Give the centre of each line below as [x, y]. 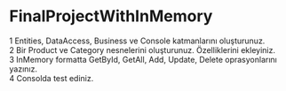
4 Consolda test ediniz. [52, 78]
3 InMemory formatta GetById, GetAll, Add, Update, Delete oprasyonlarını [143, 59]
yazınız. [24, 69]
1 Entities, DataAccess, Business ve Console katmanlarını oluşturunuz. [137, 41]
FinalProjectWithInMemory [111, 16]
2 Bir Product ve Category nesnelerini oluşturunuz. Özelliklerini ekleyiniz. [142, 49]
